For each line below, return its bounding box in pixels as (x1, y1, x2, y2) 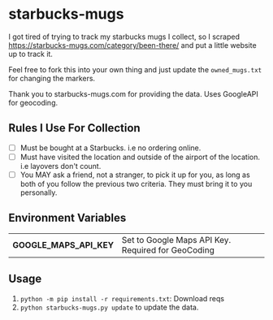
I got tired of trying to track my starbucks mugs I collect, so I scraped (8, 32, 240, 41)
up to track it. (8, 49, 53, 58)
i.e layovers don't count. (19, 161, 102, 171)
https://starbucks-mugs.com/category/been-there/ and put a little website (8, 40, 258, 50)
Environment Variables (8, 211, 127, 225)
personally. (19, 188, 58, 197)
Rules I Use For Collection (8, 121, 141, 135)
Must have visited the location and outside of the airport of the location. (19, 152, 261, 162)
